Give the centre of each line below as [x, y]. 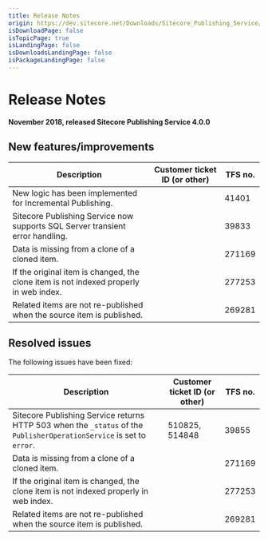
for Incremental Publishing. [63, 203]
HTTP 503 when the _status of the [78, 426]
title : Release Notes [44, 16]
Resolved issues [50, 343]
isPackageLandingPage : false [57, 61]
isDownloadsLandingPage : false [60, 53]
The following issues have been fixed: [71, 362]
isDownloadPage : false [46, 30]
